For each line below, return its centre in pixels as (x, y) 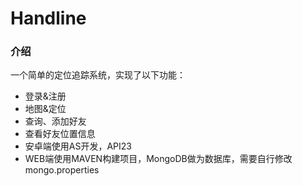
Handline (48, 18)
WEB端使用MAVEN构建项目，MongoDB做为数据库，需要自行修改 (158, 159)
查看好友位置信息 (60, 134)
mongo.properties (62, 170)
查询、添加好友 (55, 121)
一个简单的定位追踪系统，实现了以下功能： (98, 75)
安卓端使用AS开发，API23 (78, 146)
